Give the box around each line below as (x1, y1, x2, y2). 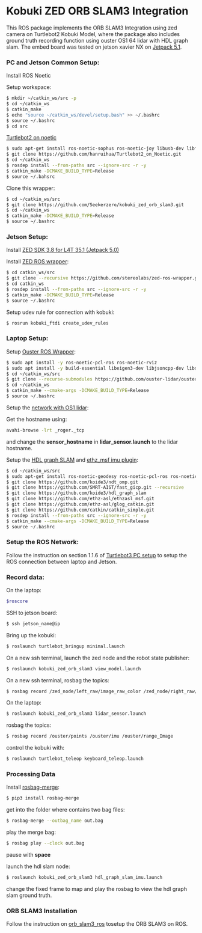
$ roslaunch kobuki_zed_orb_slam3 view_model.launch (6, 665, 141, 671)
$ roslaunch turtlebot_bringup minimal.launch (6, 643, 125, 649)
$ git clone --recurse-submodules (6, 376, 93, 382)
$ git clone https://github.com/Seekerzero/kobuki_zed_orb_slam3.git (6, 201, 185, 208)
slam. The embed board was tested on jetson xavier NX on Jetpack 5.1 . (6, 43, 182, 50)
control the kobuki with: (6, 744, 65, 751)
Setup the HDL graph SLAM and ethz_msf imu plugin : (6, 456, 138, 463)
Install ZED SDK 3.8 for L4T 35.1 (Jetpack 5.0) (6, 246, 119, 254)
